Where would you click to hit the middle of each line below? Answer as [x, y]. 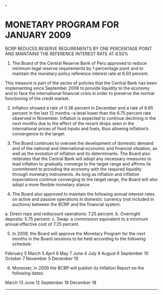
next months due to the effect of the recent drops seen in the [73, 123]
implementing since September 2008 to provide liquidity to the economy [77, 88]
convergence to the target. [39, 133]
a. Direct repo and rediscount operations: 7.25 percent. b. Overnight [73, 214]
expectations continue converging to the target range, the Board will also [85, 179]
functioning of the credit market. [37, 98]
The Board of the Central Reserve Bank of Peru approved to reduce [79, 63]
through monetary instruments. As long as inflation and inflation [76, 174]
